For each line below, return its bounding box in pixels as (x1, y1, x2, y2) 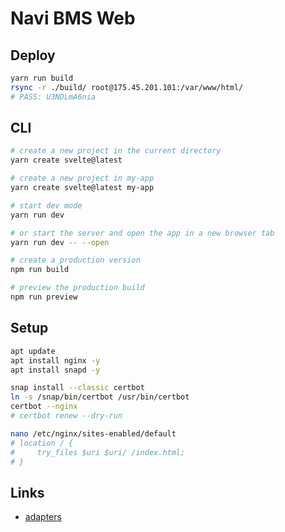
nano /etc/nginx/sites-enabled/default (10, 428, 177, 439)
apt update (10, 346, 56, 356)
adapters (24, 511, 62, 523)
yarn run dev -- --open (10, 237, 110, 247)
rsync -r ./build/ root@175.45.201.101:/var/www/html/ (10, 82, 244, 92)
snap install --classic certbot (10, 383, 145, 393)
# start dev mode (10, 200, 83, 211)
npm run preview (10, 292, 78, 302)
